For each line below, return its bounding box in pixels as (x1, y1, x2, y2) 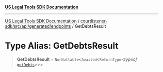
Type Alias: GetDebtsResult (5, 40, 119, 52)
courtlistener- (80, 18, 108, 24)
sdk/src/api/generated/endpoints (5, 23, 71, 29)
